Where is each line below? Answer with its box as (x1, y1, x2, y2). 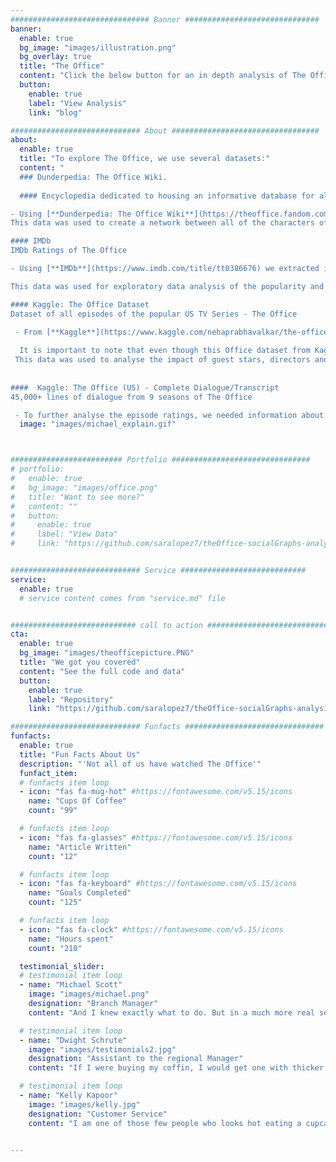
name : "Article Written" (28, 842, 132, 852)
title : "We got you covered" (19, 657, 141, 667)
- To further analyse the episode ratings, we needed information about (14, 410, 325, 420)
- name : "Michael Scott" (19, 980, 123, 990)
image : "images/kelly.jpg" (28, 1099, 141, 1110)
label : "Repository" (28, 694, 114, 705)
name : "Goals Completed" (28, 888, 132, 898)
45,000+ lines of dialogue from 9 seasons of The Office (10, 392, 253, 402)
